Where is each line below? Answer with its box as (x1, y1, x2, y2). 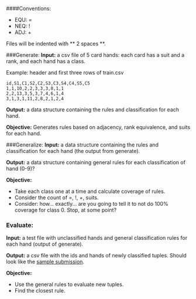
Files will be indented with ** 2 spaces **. (6, 40, 106, 47)
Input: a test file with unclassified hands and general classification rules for (6, 235, 188, 242)
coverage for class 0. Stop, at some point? (14, 206, 117, 213)
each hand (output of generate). (6, 240, 84, 248)
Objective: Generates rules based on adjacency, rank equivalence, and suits (6, 124, 191, 131)
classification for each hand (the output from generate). (6, 148, 140, 154)
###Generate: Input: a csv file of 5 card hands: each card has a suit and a (6, 52, 185, 58)
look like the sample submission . (6, 258, 85, 266)
